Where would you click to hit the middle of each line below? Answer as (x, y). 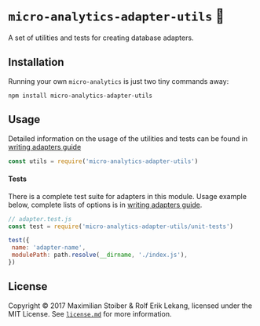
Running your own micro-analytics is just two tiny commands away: (119, 81)
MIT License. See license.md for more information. (90, 313)
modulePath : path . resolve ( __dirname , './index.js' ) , (100, 255)
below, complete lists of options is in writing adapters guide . (105, 205)
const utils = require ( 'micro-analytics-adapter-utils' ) (103, 161)
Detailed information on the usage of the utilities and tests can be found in (128, 138)
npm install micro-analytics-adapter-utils (81, 96)
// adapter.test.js (40, 219)
